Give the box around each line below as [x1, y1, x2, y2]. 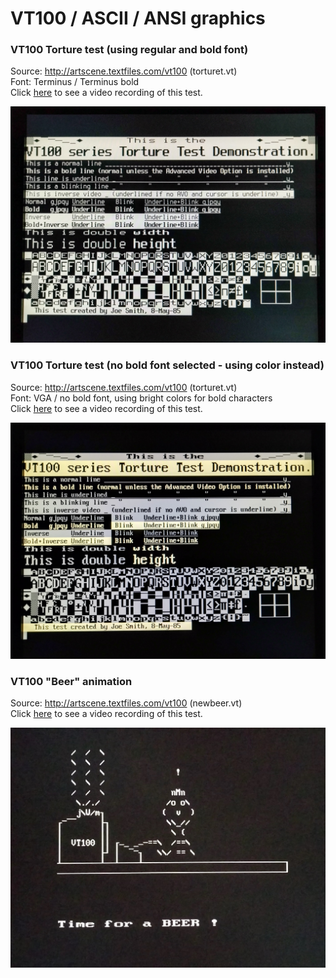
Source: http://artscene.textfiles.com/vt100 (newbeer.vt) [10, 697, 243, 709]
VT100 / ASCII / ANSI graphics [10, 7, 266, 30]
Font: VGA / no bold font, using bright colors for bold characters [10, 392, 273, 404]
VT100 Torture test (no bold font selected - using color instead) [10, 358, 325, 372]
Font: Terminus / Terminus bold [10, 76, 140, 88]
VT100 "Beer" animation [10, 674, 133, 688]
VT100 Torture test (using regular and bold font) [10, 43, 249, 57]
